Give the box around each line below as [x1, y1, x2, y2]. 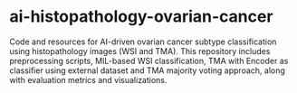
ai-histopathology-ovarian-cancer [9, 6, 273, 27]
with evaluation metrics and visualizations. [9, 74, 168, 85]
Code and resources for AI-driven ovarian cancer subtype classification [9, 36, 277, 47]
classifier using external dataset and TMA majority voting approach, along [9, 65, 285, 76]
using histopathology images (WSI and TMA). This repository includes [9, 45, 271, 56]
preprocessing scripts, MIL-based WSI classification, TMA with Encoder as [9, 55, 289, 66]
